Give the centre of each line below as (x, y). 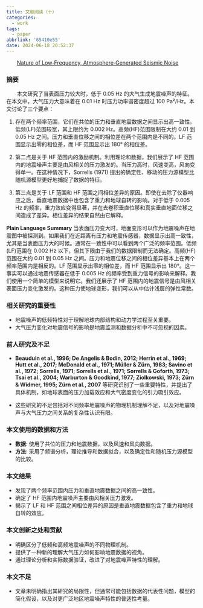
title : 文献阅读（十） (32, 12)
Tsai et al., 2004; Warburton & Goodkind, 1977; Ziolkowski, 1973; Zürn (105, 377)
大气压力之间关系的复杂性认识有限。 (71, 412)
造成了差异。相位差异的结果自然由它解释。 (73, 216)
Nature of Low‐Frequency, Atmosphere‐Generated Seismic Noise (98, 62)
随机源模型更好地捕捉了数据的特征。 (60, 180)
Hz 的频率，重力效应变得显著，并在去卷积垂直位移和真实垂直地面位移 (101, 208)
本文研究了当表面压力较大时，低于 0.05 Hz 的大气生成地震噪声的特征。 (105, 94)
